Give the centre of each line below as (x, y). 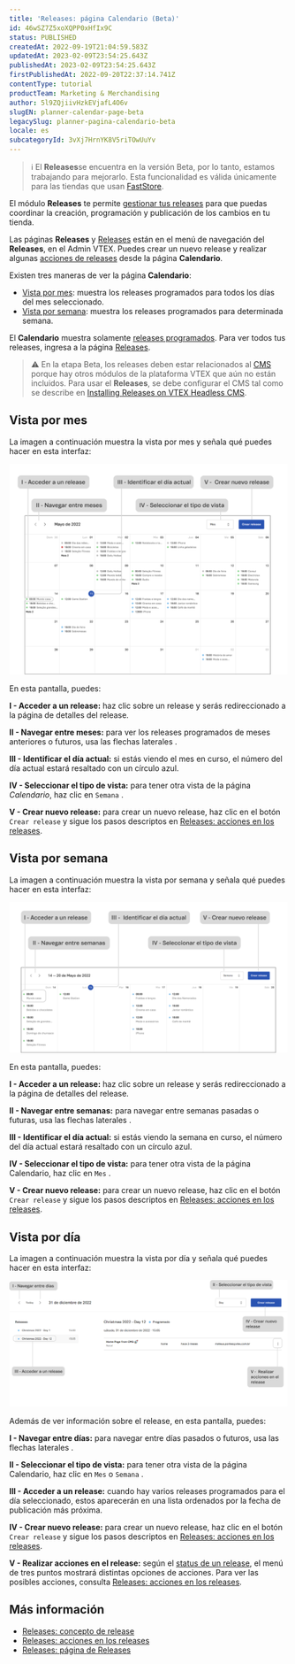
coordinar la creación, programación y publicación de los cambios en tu (140, 213)
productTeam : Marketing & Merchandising (85, 93)
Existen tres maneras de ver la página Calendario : (100, 275)
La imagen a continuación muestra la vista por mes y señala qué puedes (140, 442)
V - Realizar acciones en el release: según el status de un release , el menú (147, 1563)
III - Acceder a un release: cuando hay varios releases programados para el (147, 1491)
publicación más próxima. (56, 1510)
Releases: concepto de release (78, 1631)
